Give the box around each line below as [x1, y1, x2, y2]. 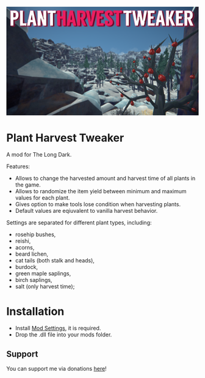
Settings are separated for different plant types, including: [6, 219, 152, 226]
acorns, [15, 244, 35, 251]
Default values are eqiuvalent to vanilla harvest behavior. [15, 207, 158, 215]
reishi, [15, 237, 31, 245]
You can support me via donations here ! [6, 365, 107, 372]
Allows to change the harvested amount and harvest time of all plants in [15, 175, 196, 182]
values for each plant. [15, 194, 70, 202]
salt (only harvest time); [15, 283, 75, 291]
